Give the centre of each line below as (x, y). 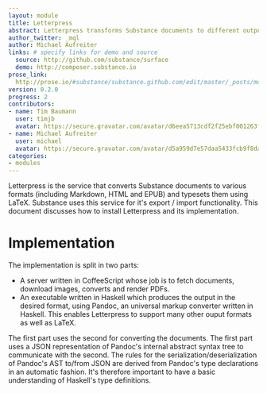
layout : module (33, 15)
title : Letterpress (41, 23)
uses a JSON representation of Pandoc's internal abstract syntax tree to (126, 347)
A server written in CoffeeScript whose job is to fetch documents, (127, 281)
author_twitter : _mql (44, 38)
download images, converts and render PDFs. (95, 289)
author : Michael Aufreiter (53, 45)
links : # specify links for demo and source (83, 52)
